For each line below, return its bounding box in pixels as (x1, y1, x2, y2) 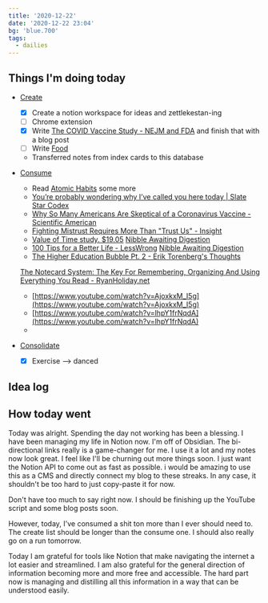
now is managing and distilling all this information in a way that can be (8, 577, 239, 587)
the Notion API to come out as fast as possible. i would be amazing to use (8, 462, 251, 472)
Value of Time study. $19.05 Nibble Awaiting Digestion (31, 235, 210, 244)
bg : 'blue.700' (8, 26, 59, 34)
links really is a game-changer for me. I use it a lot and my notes (44, 445, 256, 455)
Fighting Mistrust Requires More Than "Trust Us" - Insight (31, 226, 222, 236)
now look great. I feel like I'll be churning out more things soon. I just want (8, 454, 252, 464)
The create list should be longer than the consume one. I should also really (8, 528, 254, 537)
